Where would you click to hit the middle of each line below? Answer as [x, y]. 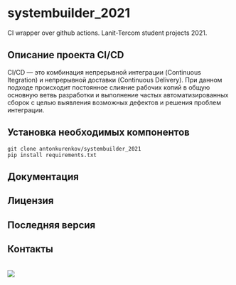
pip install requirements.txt [52, 155]
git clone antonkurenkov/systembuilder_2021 [74, 149]
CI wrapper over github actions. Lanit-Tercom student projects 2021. [107, 33]
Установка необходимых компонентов [98, 133]
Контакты [30, 249]
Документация [43, 177]
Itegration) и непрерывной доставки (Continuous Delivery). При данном [115, 80]
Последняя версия [52, 225]
